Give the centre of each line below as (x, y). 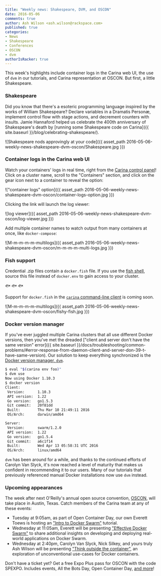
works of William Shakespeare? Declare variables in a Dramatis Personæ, (78, 112)
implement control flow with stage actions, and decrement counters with (77, 116)
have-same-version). (26, 355)
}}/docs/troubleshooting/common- (111, 345)
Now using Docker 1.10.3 (30, 379)
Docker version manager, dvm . (35, 361)
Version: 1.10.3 (29, 392)
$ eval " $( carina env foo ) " (33, 369)
